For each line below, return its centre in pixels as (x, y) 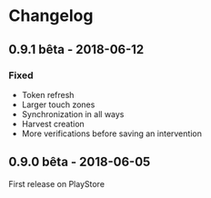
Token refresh (48, 94)
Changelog (51, 16)
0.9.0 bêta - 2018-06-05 (80, 162)
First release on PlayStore (57, 183)
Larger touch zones (58, 104)
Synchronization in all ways (73, 114)
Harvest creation (53, 124)
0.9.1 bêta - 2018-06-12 (76, 49)
